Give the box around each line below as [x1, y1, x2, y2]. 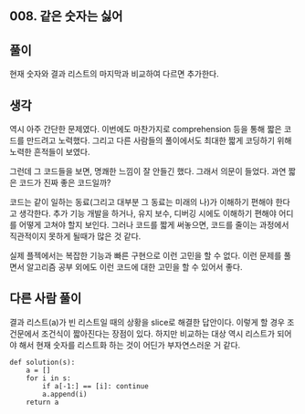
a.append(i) [42, 389, 89, 398]
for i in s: [26, 373, 71, 383]
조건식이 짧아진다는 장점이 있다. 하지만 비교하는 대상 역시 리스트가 [40, 327, 276, 339]
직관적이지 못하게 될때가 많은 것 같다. [9, 231, 142, 242]
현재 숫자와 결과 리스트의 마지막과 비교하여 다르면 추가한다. [9, 68, 219, 79]
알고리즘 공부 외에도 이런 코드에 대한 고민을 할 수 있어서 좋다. [26, 262, 243, 273]
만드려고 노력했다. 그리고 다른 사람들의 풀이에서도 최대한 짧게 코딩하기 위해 [26, 135, 292, 146]
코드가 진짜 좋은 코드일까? [18, 177, 111, 189]
